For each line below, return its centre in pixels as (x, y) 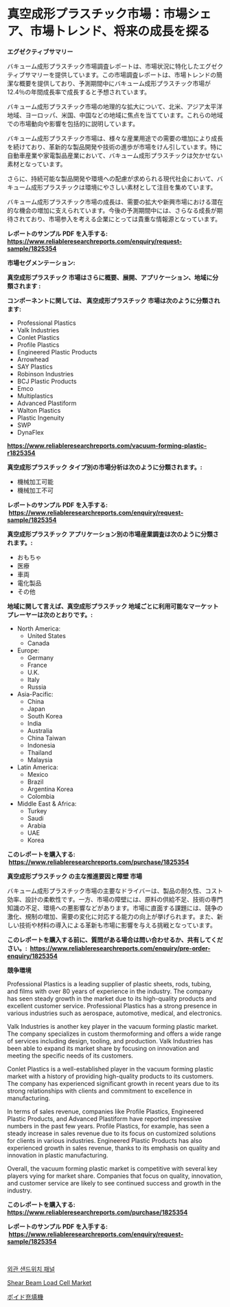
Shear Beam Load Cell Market (49, 1282)
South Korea (45, 716)
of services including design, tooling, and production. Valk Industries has (110, 1041)
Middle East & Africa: (47, 804)
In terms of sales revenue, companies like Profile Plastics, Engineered (105, 1111)
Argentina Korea (50, 789)
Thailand (40, 752)
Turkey (37, 810)
